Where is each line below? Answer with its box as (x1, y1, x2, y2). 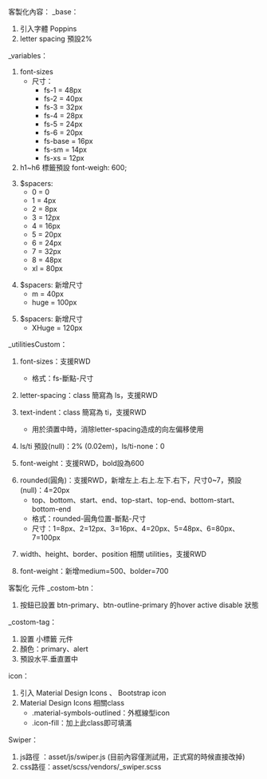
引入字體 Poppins (19, 24, 77, 34)
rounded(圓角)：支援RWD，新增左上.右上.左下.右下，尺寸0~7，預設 (19, 475, 242, 485)
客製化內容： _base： (8, 7, 79, 16)
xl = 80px (31, 264, 64, 273)
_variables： (8, 51, 49, 60)
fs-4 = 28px (43, 111, 84, 120)
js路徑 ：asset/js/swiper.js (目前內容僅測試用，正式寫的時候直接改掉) (19, 752, 245, 761)
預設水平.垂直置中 (19, 654, 78, 663)
